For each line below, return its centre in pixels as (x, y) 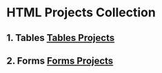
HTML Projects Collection (81, 13)
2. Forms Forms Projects (60, 60)
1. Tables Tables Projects (61, 38)
